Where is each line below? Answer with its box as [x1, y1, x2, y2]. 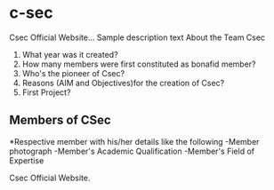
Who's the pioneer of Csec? [21, 67, 125, 78]
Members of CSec [9, 113, 111, 128]
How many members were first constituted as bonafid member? [21, 59, 256, 69]
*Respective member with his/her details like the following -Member [9, 136, 260, 146]
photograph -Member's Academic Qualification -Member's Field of [9, 146, 255, 156]
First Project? [21, 87, 71, 98]
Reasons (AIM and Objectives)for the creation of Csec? [21, 77, 225, 88]
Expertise [9, 154, 44, 166]
